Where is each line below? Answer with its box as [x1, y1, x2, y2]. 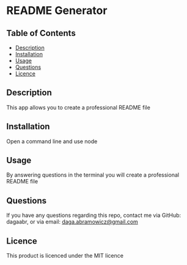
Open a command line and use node [6, 138, 98, 145]
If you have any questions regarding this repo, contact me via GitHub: [6, 211, 182, 219]
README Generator [6, 4, 108, 18]
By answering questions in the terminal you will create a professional [6, 171, 179, 178]
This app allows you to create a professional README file [6, 104, 151, 111]
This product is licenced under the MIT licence [6, 252, 124, 260]
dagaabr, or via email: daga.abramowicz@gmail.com [6, 218, 139, 225]
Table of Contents [6, 28, 76, 38]
